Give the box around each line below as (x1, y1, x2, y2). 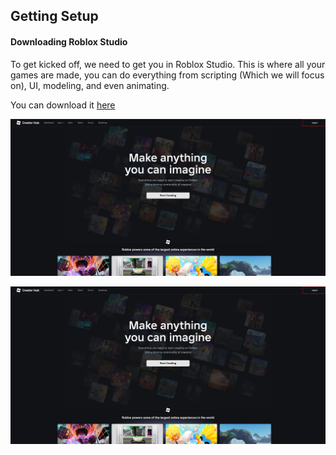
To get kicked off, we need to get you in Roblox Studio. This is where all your (10, 58, 326, 70)
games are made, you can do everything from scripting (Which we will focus (10, 69, 325, 81)
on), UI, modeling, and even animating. (10, 79, 170, 91)
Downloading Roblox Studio (10, 35, 128, 48)
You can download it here (10, 99, 116, 111)
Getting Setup (10, 8, 99, 25)
